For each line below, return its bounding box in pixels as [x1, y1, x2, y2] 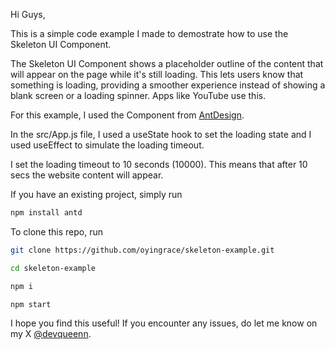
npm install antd [10, 208, 83, 218]
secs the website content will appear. [10, 169, 164, 181]
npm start [10, 299, 52, 309]
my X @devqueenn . [10, 328, 92, 340]
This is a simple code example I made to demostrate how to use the [10, 28, 289, 39]
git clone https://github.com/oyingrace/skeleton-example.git [10, 245, 275, 255]
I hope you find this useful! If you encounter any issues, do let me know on [10, 317, 318, 329]
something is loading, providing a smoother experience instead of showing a [10, 79, 326, 91]
